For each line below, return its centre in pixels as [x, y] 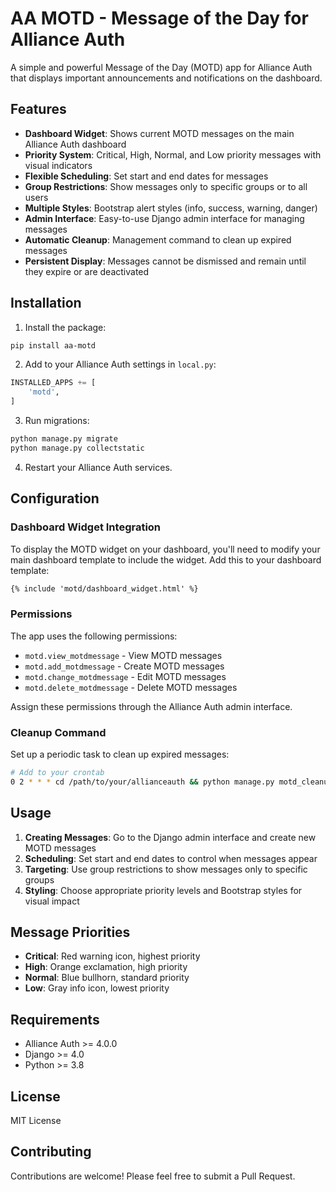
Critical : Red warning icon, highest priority [112, 956]
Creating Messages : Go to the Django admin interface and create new [170, 837]
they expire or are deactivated [87, 271]
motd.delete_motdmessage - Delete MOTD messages [131, 687]
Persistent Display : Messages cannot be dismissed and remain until [165, 261]
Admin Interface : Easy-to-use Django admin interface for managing [164, 218]
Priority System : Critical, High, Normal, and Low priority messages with [173, 154]
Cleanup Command [58, 732]
